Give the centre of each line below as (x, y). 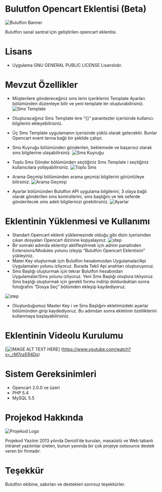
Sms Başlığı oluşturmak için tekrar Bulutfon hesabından (67, 271)
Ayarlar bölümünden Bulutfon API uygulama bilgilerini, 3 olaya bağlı (80, 191)
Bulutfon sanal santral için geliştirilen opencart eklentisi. (61, 32)
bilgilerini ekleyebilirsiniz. (37, 123)
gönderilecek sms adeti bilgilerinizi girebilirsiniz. (60, 201)
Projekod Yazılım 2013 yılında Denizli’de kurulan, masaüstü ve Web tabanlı (79, 440)
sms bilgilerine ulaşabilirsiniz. (41, 153)
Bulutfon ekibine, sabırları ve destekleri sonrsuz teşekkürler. (65, 484)
